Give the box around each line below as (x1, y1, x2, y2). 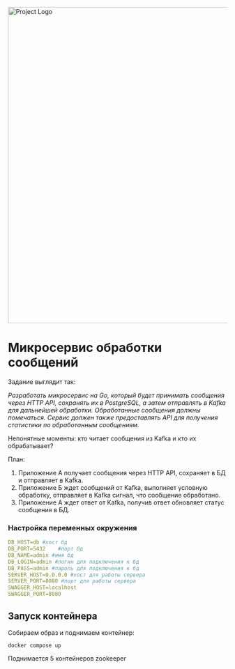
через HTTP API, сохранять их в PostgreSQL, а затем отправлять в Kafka (8, 398, 226, 407)
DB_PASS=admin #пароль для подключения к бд (8, 564, 139, 571)
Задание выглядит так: (8, 377, 76, 386)
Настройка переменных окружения (8, 523, 137, 532)
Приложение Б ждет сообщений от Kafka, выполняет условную (17, 483, 208, 491)
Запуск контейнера (8, 610, 98, 622)
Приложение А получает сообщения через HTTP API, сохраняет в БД (17, 468, 226, 477)
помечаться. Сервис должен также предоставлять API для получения (8, 413, 218, 422)
